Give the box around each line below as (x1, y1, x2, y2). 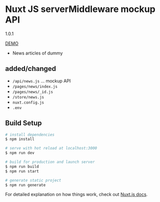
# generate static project (5, 177, 61, 183)
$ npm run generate (5, 182, 46, 187)
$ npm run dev (5, 150, 35, 155)
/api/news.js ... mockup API (12, 77, 71, 83)
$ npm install (5, 136, 35, 142)
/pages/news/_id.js (12, 89, 53, 94)
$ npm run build (5, 164, 39, 169)
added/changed (5, 64, 56, 73)
